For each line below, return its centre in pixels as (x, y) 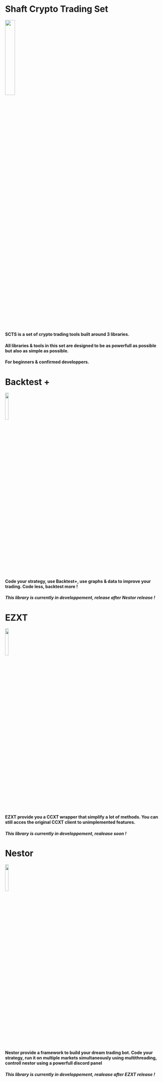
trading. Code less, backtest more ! (42, 586)
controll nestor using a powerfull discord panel (54, 1063)
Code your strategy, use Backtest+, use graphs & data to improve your (78, 581)
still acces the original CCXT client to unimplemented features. (70, 822)
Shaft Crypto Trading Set (57, 9)
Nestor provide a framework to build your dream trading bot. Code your (79, 1053)
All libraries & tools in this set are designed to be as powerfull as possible (81, 346)
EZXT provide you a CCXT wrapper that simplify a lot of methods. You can (81, 817)
